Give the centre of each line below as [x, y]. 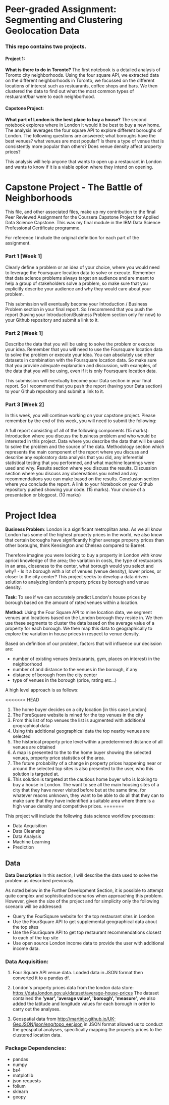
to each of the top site [36, 938]
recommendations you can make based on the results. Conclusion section [82, 479]
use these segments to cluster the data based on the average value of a [80, 623]
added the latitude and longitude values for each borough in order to [84, 1004]
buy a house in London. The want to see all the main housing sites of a [86, 785]
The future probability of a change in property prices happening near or [87, 763]
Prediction [23, 847]
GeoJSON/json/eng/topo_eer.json [48, 1024]
